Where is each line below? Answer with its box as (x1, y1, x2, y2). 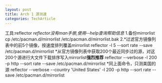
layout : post (5, 7, 32, 12)
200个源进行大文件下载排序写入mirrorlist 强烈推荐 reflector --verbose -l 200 (5, 55, 157, 61)
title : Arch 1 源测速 (5, 12, 47, 17)
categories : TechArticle (5, 16, 56, 21)
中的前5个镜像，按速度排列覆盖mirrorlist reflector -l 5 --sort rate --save (9, 42, 153, 48)
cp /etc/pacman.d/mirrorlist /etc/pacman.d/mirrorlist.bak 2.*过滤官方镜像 (5, 36, 152, 42)
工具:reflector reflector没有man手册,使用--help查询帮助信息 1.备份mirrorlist (5, 30, 155, 36)
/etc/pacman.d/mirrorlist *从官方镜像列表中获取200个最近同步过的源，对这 (5, 48, 155, 54)
